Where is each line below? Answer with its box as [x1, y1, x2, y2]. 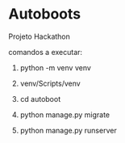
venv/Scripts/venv [19, 78, 81, 88]
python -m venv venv [19, 62, 91, 73]
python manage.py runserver [19, 125, 117, 135]
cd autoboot [19, 94, 61, 103]
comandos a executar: [8, 47, 83, 57]
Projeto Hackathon [8, 32, 71, 41]
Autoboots [8, 5, 81, 23]
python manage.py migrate [19, 110, 110, 120]
